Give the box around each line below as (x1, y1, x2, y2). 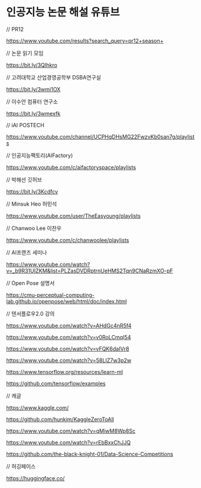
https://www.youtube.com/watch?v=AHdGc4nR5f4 (6, 322, 132, 329)
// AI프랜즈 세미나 (6, 248, 47, 256)
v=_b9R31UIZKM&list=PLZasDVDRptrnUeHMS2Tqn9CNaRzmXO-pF (6, 267, 173, 274)
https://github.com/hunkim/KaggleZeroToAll (6, 416, 114, 423)
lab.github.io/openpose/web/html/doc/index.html (6, 297, 127, 305)
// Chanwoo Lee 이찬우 (6, 225, 62, 232)
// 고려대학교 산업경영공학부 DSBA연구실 (6, 73, 102, 81)
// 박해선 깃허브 (6, 176, 42, 183)
